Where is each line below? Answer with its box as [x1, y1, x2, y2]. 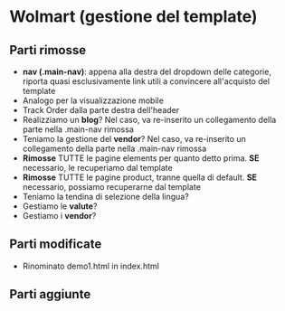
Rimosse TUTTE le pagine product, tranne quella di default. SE [22, 172, 258, 183]
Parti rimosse [9, 42, 87, 58]
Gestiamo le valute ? [22, 201, 98, 212]
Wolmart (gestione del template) [9, 6, 258, 27]
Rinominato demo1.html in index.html [22, 260, 160, 271]
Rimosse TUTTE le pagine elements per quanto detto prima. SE [22, 153, 260, 164]
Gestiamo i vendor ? [22, 211, 97, 221]
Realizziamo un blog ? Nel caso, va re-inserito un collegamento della [22, 115, 277, 125]
